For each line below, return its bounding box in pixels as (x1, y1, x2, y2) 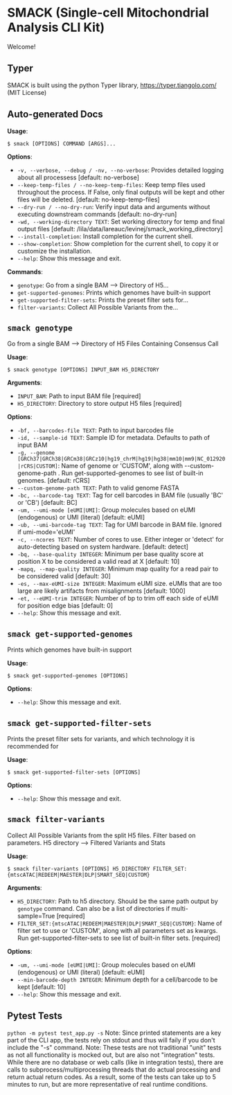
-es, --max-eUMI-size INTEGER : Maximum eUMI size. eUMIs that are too (17, 580, 222, 588)
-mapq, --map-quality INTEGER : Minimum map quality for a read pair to (17, 564, 219, 573)
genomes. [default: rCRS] (17, 477, 90, 485)
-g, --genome (17, 449, 55, 456)
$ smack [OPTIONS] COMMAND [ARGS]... (7, 140, 116, 147)
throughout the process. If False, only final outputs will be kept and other (17, 188, 225, 196)
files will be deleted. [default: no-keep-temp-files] (17, 195, 161, 204)
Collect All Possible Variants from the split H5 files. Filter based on (7, 831, 196, 839)
